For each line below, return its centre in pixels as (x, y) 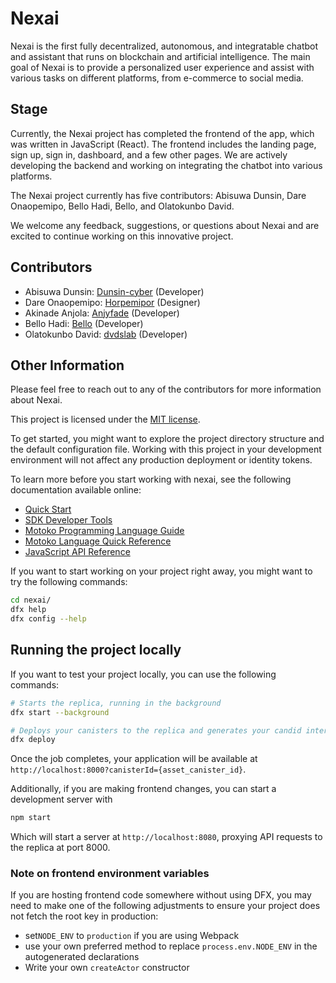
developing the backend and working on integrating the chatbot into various (166, 165)
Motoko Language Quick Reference (98, 541)
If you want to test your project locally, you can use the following (143, 674)
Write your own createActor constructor (107, 968)
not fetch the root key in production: (84, 916)
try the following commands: (69, 582)
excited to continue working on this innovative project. (122, 236)
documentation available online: (76, 490)
